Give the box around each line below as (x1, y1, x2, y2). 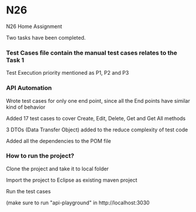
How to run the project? (6, 152, 74, 160)
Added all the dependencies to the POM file (6, 137, 111, 144)
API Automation (6, 84, 52, 92)
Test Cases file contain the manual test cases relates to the (6, 48, 177, 57)
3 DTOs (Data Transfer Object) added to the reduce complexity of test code (6, 126, 188, 133)
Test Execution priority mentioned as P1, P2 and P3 (6, 69, 129, 77)
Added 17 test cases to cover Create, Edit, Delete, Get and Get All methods (6, 114, 186, 121)
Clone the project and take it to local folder (6, 165, 109, 172)
